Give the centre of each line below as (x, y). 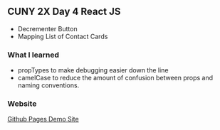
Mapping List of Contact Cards (63, 36)
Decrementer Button (47, 28)
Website (22, 104)
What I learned (33, 55)
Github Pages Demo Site (43, 119)
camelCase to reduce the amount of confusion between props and (115, 78)
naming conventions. (48, 85)
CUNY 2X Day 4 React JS (64, 12)
